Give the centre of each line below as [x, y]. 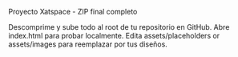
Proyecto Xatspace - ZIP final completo [73, 12]
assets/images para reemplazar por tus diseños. [88, 44]
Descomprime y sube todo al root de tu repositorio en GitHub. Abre [119, 27]
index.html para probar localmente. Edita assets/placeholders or [114, 36]
